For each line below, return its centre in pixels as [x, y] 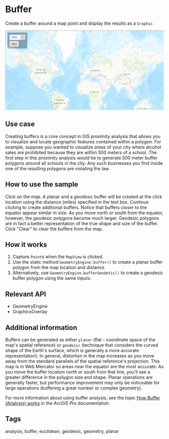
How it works [26, 244]
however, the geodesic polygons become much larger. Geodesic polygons [82, 218]
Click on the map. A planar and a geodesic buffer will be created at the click [84, 197]
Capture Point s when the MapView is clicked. [58, 257]
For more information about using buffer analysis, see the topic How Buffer [83, 398]
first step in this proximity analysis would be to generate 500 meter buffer [81, 158]
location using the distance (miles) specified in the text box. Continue [77, 202]
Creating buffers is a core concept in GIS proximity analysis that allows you [83, 136]
